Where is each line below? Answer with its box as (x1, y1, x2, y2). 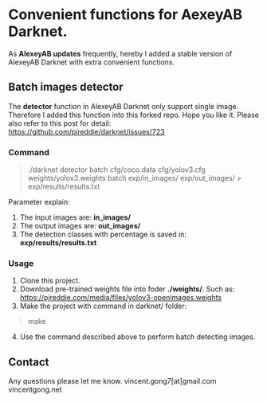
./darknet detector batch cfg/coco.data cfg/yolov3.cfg (27, 165, 206, 174)
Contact (8, 355, 49, 369)
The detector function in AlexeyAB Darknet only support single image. (8, 101, 239, 111)
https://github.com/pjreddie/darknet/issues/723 (8, 127, 165, 136)
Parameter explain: (8, 197, 70, 207)
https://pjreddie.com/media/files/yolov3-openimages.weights (19, 293, 222, 302)
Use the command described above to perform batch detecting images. (19, 332, 256, 342)
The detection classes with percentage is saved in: (19, 229, 187, 240)
